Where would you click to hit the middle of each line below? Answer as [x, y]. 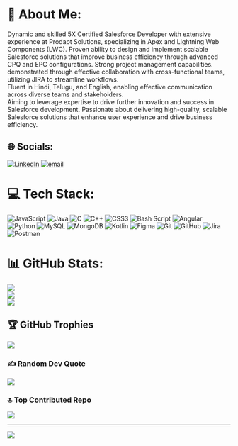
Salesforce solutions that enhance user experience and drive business [110, 117]
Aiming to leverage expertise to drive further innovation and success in [111, 101]
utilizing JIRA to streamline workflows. [63, 79]
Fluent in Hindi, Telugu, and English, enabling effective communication [110, 87]
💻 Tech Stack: [51, 194]
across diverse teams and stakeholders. [66, 94]
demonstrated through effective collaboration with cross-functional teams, [116, 72]
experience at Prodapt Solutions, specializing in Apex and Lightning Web [113, 41]
